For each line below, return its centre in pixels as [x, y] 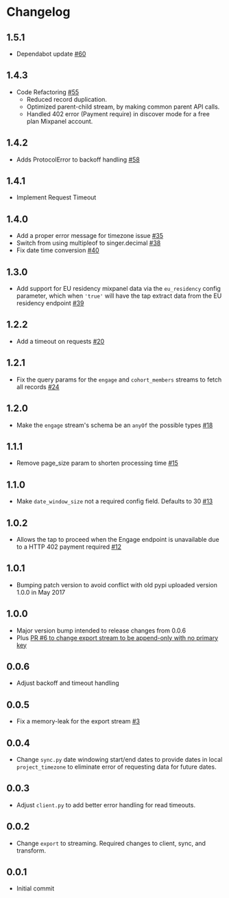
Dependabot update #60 [51, 54]
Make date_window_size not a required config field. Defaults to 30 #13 [114, 501]
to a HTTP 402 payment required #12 [69, 547]
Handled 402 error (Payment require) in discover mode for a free [118, 113]
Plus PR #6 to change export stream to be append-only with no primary [117, 637]
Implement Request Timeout [56, 197]
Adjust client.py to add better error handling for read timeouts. [106, 804]
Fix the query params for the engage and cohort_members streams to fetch [119, 380]
